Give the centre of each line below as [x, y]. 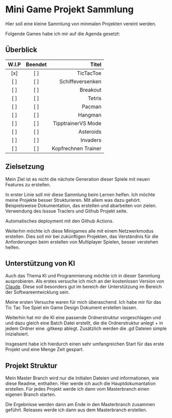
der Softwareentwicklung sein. [38, 292]
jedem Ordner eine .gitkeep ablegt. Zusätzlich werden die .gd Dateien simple [86, 328]
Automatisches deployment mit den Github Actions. [60, 221]
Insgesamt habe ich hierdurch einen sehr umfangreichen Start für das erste [85, 344]
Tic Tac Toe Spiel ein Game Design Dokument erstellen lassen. [71, 308]
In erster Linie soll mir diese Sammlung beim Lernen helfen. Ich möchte [80, 195]
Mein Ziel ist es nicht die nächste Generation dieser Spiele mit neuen [78, 179]
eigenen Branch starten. [31, 394]
